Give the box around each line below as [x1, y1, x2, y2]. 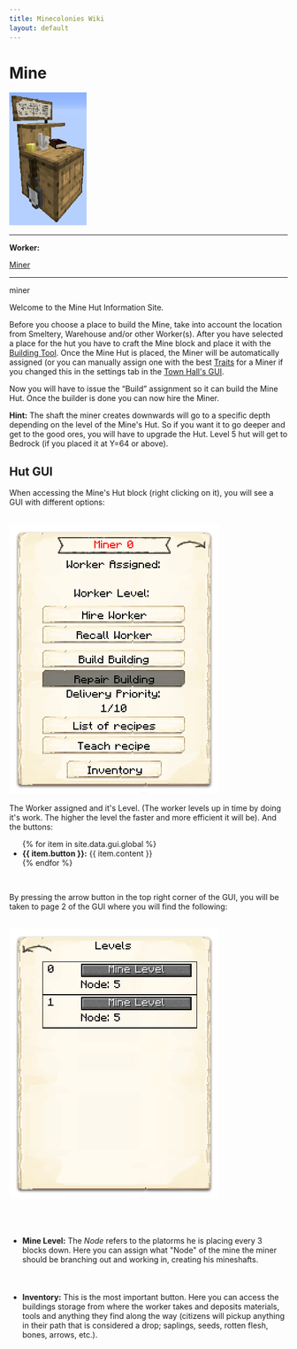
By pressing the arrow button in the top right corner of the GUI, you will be [9, 892, 280, 903]
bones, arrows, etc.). [21, 1330, 98, 1340]
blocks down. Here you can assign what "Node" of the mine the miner [21, 1245, 277, 1256]
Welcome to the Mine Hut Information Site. [9, 302, 164, 313]
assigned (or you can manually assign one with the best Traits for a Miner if [9, 357, 284, 367]
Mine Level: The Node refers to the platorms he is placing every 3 [21, 1236, 263, 1246]
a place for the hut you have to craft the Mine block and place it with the [9, 338, 271, 349]
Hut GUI [9, 464, 53, 479]
